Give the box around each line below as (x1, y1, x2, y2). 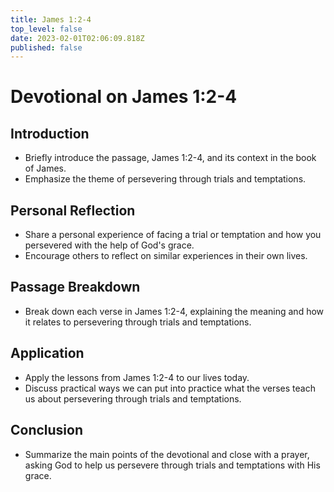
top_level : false (10, 24, 83, 34)
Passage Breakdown (10, 279, 141, 296)
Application (10, 345, 85, 362)
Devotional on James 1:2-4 (10, 86, 238, 108)
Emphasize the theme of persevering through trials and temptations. (24, 173, 307, 185)
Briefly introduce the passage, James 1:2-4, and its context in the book (24, 152, 317, 164)
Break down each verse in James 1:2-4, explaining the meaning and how (24, 305, 325, 317)
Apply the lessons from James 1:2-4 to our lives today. (24, 371, 250, 383)
